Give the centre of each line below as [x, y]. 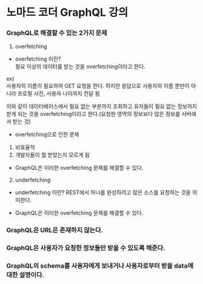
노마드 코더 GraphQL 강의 [67, 12]
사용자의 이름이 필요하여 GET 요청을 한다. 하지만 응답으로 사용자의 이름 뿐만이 [98, 86]
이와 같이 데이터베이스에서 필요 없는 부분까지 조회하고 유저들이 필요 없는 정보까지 [102, 106]
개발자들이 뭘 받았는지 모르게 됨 [52, 155]
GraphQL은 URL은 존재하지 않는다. [55, 230]
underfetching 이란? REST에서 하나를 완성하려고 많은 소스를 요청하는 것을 [103, 192]
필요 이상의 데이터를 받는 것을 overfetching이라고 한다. [80, 67]
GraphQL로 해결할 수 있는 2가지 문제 [57, 33]
